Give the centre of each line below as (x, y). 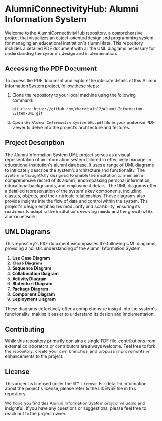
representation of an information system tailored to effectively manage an (78, 159)
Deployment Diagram (34, 299)
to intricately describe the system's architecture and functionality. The (75, 170)
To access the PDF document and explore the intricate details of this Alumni (81, 80)
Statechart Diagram (32, 284)
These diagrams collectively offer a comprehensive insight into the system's (81, 309)
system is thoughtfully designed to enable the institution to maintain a (74, 175)
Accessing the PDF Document (51, 69)
